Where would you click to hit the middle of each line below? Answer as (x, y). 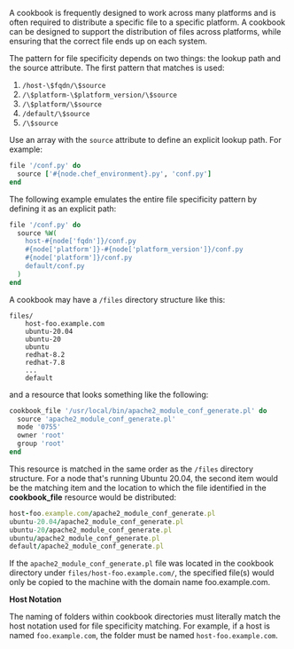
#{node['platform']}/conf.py (79, 258)
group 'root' (41, 444)
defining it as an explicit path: (63, 209)
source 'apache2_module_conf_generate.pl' (97, 419)
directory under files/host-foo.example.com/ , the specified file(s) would (142, 573)
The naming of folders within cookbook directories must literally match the (145, 617)
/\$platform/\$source (62, 105)
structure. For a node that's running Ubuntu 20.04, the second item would (144, 478)
